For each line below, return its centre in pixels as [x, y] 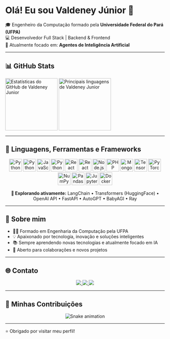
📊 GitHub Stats [30, 66]
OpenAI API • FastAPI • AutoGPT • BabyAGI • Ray [85, 198]
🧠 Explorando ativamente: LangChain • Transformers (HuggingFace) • [85, 193]
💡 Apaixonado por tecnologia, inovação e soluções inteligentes [78, 237]
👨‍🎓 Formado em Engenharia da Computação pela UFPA [70, 231]
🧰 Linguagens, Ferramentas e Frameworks [73, 150]
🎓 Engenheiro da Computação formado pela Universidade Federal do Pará [84, 24]
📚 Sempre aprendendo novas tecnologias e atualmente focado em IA [85, 243]
